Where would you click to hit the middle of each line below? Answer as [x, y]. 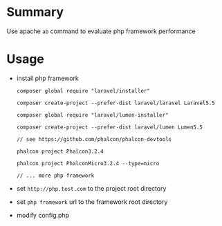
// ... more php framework [55, 176]
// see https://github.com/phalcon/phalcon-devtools [94, 139]
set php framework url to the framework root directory [92, 202]
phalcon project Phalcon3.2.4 [60, 151]
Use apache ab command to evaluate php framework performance [101, 31]
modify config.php [43, 215]
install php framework [47, 78]
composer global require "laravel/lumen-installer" [92, 115]
